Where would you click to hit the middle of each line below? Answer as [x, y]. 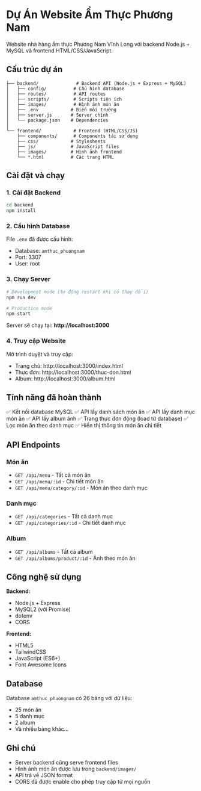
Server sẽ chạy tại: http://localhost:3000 [58, 325]
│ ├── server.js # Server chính [58, 115]
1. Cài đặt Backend [34, 193]
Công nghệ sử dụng [44, 577]
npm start [19, 314]
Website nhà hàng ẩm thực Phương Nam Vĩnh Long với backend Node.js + [98, 44]
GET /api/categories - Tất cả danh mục [64, 516]
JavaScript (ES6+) [37, 659]
